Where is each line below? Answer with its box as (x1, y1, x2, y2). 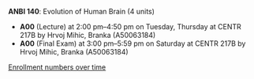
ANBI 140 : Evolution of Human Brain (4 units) (8, 7, 155, 16)
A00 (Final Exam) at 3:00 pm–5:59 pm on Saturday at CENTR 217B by (19, 39, 246, 48)
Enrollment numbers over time (8, 62, 106, 72)
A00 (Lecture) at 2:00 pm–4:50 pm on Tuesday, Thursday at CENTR (19, 22, 242, 31)
